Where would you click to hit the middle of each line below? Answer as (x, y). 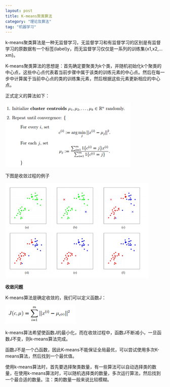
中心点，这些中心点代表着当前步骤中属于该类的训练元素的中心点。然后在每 (83, 72)
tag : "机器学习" (21, 27)
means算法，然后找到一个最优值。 (41, 356)
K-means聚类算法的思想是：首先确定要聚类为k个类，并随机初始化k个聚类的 (83, 66)
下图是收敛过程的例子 (27, 176)
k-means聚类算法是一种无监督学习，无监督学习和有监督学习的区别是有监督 (83, 43)
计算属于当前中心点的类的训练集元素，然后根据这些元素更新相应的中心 (87, 79)
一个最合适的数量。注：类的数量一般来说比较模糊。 (58, 380)
